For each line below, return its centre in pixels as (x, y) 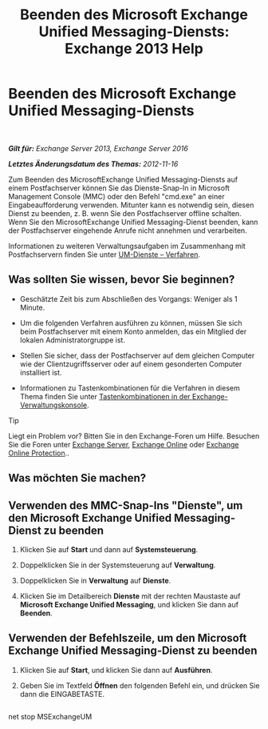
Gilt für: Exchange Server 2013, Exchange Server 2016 (99, 148)
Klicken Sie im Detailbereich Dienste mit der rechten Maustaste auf (130, 596)
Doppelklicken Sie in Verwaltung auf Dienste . (95, 580)
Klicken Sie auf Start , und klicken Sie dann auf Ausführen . (116, 670)
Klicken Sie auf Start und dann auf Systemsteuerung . (109, 549)
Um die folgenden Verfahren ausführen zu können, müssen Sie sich (131, 322)
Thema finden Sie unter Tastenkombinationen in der (105, 396)
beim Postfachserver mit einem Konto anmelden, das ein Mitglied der (133, 331)
